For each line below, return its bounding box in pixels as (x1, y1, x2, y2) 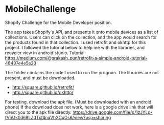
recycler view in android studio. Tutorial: (5, 50, 86, 56)
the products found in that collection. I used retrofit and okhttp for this (5, 39, 146, 45)
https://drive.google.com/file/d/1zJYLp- (72, 109, 153, 115)
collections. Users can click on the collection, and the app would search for (5, 34, 157, 40)
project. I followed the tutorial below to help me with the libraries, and (5, 44, 145, 50)
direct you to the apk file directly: (5, 109, 72, 115)
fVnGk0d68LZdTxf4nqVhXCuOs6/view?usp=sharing (5, 114, 111, 120)
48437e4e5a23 (5, 60, 37, 66)
